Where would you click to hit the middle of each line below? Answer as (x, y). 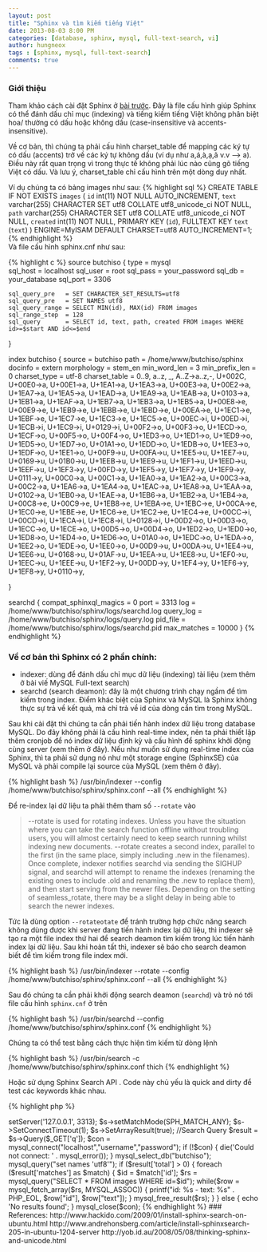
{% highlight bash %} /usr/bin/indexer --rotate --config (99, 971)
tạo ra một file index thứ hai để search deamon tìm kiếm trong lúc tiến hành (132, 939)
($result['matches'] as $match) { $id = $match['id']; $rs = (103, 1173)
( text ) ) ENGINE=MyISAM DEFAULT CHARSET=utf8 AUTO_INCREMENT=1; (130, 230)
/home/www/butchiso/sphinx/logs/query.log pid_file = (97, 619)
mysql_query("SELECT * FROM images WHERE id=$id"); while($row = (124, 1181)
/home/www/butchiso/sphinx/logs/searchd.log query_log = (106, 611)
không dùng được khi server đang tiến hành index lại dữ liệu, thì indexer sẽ (131, 930)
